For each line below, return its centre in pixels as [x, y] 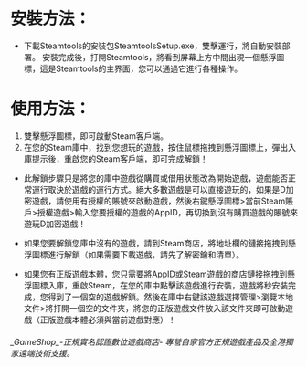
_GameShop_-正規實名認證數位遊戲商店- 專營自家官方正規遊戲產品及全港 [148, 342]
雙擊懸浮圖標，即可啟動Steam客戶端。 [95, 136]
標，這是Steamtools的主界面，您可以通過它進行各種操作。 [133, 68]
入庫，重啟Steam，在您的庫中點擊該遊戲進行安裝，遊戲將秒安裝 [168, 285]
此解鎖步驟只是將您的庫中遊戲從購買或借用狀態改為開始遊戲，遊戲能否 [156, 178]
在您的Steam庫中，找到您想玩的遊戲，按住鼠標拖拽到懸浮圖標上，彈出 [156, 147]
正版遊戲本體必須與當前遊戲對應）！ [108, 320]
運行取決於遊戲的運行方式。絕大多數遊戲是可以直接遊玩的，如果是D [159, 189]
